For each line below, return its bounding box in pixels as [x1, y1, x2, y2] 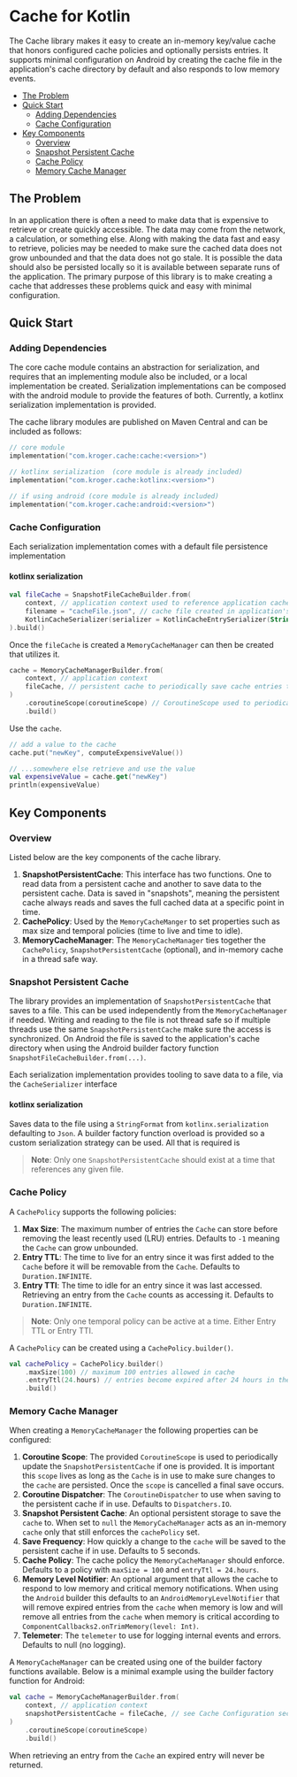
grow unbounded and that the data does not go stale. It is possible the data [9, 252, 283, 263]
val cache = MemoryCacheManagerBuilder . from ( [9, 1693, 179, 1702]
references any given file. [30, 1164, 124, 1174]
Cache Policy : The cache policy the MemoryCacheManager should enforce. [21, 1555, 286, 1565]
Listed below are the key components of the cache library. [9, 851, 221, 862]
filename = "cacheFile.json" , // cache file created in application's [25, 606, 291, 616]
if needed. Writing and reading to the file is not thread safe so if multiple [9, 1015, 271, 1026]
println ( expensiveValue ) [9, 781, 101, 789]
